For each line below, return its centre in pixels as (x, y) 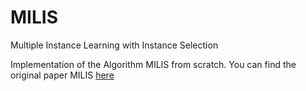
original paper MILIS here (62, 75)
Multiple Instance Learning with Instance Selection (114, 45)
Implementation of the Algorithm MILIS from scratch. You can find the (153, 64)
